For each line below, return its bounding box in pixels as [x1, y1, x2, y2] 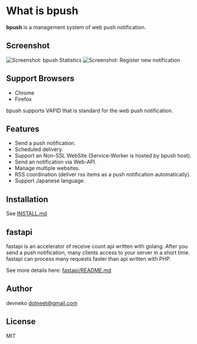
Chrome [14, 89, 35, 96]
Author [6, 284, 32, 294]
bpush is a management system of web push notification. [6, 24, 146, 31]
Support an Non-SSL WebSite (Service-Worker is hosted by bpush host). [14, 152, 192, 159]
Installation [6, 194, 48, 204]
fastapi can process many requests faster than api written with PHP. [6, 255, 171, 262]
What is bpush [6, 4, 78, 18]
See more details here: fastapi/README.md [6, 267, 111, 274]
